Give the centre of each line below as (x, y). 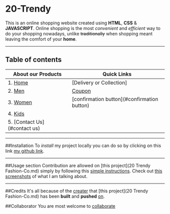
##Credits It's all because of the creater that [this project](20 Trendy (77, 191)
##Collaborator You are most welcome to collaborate (60, 206)
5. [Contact (21, 122)
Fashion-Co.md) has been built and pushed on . (55, 196)
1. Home (18, 83)
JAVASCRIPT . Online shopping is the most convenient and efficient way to (83, 28)
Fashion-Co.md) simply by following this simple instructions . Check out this (84, 171)
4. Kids (16, 114)
